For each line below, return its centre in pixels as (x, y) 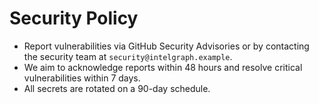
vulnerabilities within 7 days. (82, 78)
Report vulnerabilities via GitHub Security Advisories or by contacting (166, 46)
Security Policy (74, 18)
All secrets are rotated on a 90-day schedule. (117, 88)
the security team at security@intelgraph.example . (128, 56)
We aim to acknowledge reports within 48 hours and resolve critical (163, 67)
